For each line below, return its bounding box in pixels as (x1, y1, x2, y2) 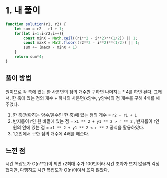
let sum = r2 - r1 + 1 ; (14, 26, 64, 31)
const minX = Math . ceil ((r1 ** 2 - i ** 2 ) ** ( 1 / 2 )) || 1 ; (23, 36, 138, 41)
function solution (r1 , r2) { (5, 21, 66, 27)
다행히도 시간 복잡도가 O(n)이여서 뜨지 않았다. (20, 167, 109, 173)
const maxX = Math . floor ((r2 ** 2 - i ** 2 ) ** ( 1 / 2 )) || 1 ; (23, 40, 140, 45)
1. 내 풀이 (5, 5, 41, 16)
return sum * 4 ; (14, 54, 44, 59)
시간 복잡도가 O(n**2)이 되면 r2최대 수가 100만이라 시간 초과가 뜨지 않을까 (5, 161, 151, 167)
